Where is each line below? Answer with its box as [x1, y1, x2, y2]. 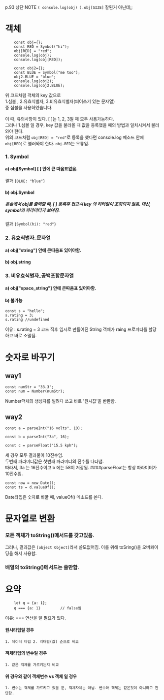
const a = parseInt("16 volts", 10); [5, 426, 83, 431]
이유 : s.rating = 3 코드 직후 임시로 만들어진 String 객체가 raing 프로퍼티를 [5, 326, 148, 332]
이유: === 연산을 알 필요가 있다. [5, 615, 66, 621]
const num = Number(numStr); [5, 389, 65, 394]
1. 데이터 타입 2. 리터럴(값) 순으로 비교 [5, 639, 79, 644]
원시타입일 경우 [5, 627, 34, 633]
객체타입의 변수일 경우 [5, 650, 47, 656]
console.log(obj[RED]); [14, 57, 63, 62]
